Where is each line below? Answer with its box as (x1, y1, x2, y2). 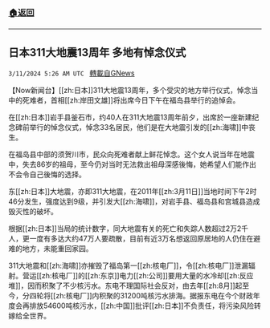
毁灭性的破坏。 (8, 207, 58, 217)
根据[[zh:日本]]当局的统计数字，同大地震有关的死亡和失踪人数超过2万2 (8, 224, 242, 233)
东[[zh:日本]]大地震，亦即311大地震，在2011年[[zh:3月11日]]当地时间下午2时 (8, 187, 257, 196)
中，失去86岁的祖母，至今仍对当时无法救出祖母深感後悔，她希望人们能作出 (8, 160, 257, 169)
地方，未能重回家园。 (22, 244, 93, 253)
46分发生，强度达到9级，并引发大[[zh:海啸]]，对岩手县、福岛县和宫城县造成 (8, 196, 260, 206)
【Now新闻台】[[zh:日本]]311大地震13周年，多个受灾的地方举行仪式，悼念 (8, 86, 252, 95)
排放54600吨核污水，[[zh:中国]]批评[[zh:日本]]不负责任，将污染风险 (29, 301, 255, 310)
